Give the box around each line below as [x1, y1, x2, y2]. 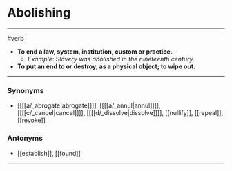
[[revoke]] [17, 116, 46, 125]
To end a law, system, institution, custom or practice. [17, 47, 173, 56]
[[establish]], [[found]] [17, 149, 81, 157]
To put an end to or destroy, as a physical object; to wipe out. [17, 62, 195, 70]
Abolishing [7, 5, 71, 21]
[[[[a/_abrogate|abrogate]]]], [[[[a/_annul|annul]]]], [17, 101, 161, 110]
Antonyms [7, 133, 43, 143]
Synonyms [7, 85, 44, 95]
